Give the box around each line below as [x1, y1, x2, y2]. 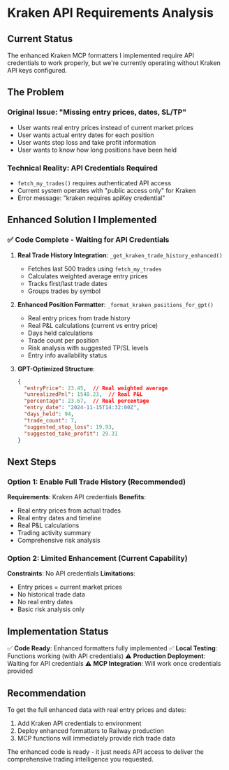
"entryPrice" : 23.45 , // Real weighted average [24, 385, 168, 392]
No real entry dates [17, 598, 73, 606]
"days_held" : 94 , [24, 411, 75, 418]
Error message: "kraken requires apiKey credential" [17, 194, 165, 202]
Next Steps [7, 456, 57, 468]
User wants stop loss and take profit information [17, 138, 156, 146]
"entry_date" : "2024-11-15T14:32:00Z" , [24, 404, 140, 411]
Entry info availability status [27, 351, 108, 359]
